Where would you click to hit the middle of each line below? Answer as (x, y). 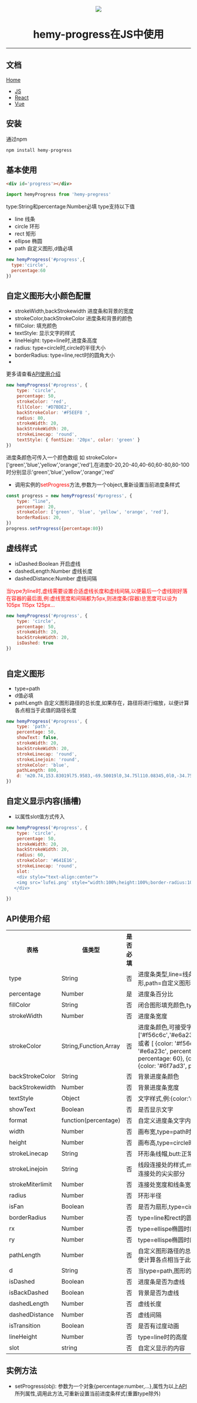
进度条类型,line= (160, 974)
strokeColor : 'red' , (42, 402)
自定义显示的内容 (161, 1348)
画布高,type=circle (163, 1143)
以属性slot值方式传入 (40, 816)
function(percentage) (91, 1120)
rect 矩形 (25, 234)
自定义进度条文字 (161, 1120)
